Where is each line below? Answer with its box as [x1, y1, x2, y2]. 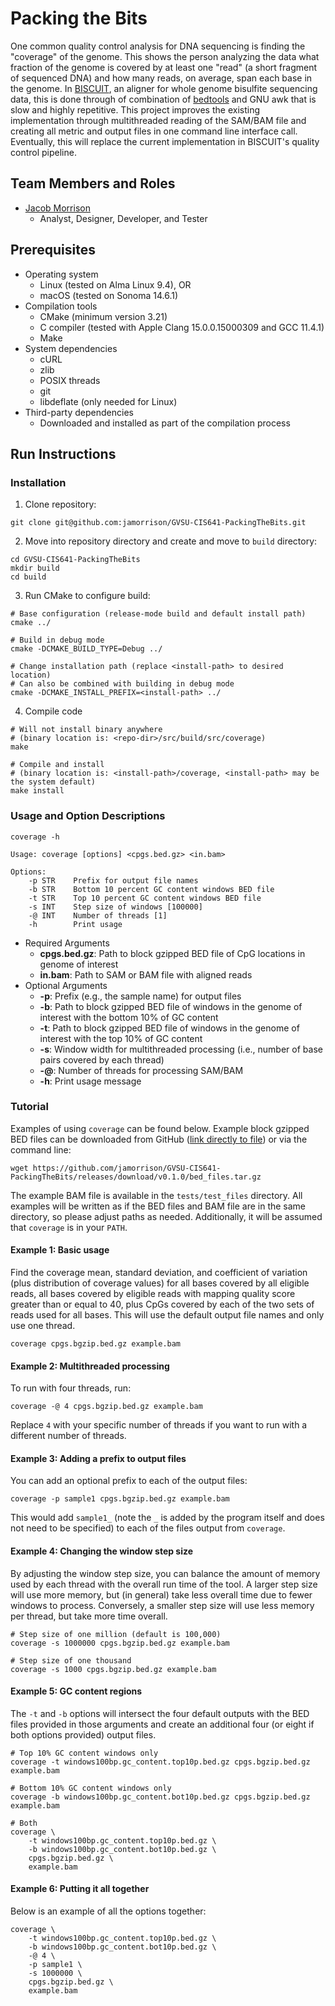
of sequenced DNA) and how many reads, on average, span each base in [10, 72, 313, 84]
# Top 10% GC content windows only [10, 1748, 159, 1758]
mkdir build [10, 563, 60, 574]
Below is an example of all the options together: [10, 1905, 207, 1917]
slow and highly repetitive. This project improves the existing [10, 103, 260, 116]
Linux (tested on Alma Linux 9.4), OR [39, 278, 192, 291]
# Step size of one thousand [10, 1655, 132, 1666]
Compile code [24, 705, 83, 717]
